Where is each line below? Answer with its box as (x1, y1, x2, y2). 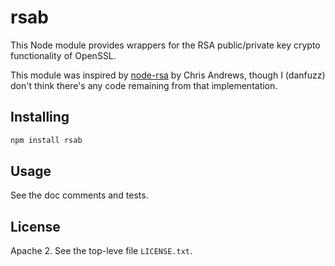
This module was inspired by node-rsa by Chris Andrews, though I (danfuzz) (10, 69, 326, 81)
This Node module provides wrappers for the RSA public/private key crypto (10, 39, 321, 51)
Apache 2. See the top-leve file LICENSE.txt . (10, 245, 193, 257)
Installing (10, 109, 70, 126)
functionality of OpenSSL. (10, 49, 117, 61)
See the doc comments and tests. (10, 189, 149, 201)
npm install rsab (10, 135, 83, 145)
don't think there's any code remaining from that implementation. (10, 79, 278, 91)
